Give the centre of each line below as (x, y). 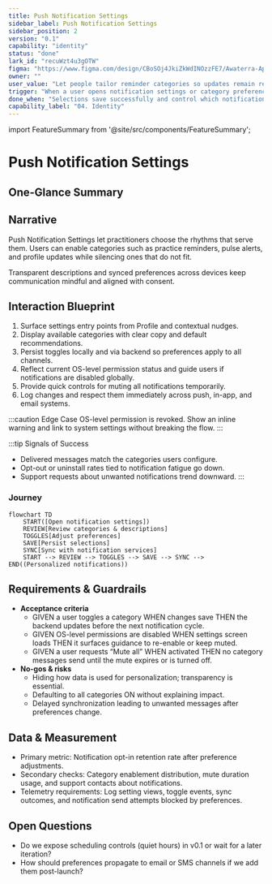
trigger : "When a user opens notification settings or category (119, 91)
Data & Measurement (63, 737)
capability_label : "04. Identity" (67, 106)
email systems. (45, 403)
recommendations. (51, 343)
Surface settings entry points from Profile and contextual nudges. (129, 326)
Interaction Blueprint (62, 306)
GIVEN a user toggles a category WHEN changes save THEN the (140, 617)
